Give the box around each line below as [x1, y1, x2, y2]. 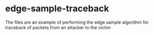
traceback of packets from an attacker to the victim [5, 24, 111, 30]
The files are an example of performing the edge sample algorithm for [5, 19, 149, 25]
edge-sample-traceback [5, 3, 109, 14]
